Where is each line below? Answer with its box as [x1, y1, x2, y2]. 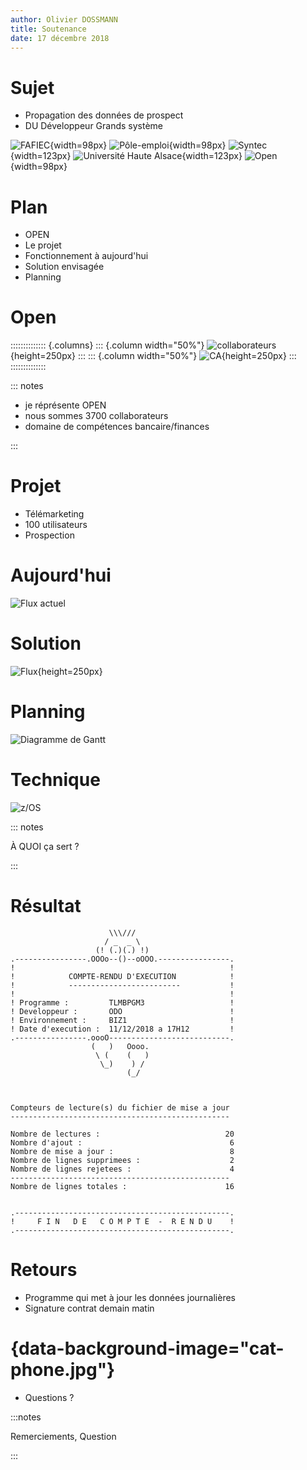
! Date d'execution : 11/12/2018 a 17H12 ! [10, 1024, 235, 1034]
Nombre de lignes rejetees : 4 [10, 1164, 235, 1174]
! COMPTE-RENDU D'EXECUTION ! [10, 971, 235, 981]
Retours [10, 1259, 78, 1281]
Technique [10, 769, 101, 791]
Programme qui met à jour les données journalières [24, 1291, 236, 1303]
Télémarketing [24, 508, 85, 520]
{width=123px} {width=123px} [10, 150, 243, 162]
